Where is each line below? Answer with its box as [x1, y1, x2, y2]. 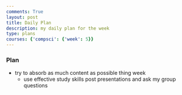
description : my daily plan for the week [6, 25, 110, 31]
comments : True [6, 8, 44, 15]
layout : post [6, 14, 38, 20]
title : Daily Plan [6, 20, 51, 26]
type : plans [6, 31, 35, 37]
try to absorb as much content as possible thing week [14, 69, 146, 77]
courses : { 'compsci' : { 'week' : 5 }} [6, 36, 94, 42]
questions [23, 82, 48, 89]
